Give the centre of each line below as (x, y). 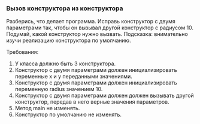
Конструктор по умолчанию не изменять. (68, 114)
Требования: (22, 52)
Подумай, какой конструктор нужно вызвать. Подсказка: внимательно (97, 34)
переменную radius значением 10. (59, 89)
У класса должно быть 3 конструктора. (65, 63)
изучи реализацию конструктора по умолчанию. (69, 41)
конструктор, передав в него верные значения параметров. (92, 102)
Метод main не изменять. (47, 108)
